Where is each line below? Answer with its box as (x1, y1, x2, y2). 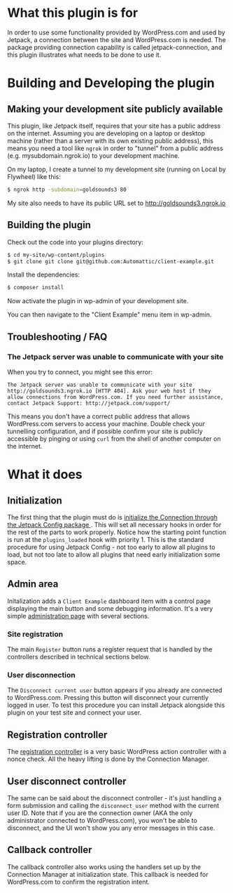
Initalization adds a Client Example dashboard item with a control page (7, 597, 211, 605)
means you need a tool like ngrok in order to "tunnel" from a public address (7, 144, 224, 152)
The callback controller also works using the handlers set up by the (7, 862, 202, 871)
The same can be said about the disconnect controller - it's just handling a (7, 793, 222, 802)
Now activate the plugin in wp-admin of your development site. (7, 297, 189, 305)
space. (7, 557, 27, 566)
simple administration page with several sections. (7, 611, 150, 620)
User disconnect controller (7, 775, 127, 787)
